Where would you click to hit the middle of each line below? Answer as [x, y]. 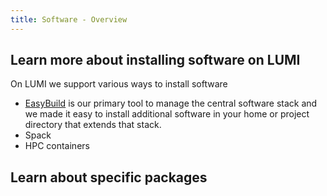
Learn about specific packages [109, 177]
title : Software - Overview [69, 19]
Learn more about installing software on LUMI [155, 60]
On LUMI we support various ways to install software [119, 84]
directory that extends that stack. [93, 125]
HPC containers [57, 146]
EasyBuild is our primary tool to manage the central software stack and [171, 103]
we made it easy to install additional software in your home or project [167, 114]
